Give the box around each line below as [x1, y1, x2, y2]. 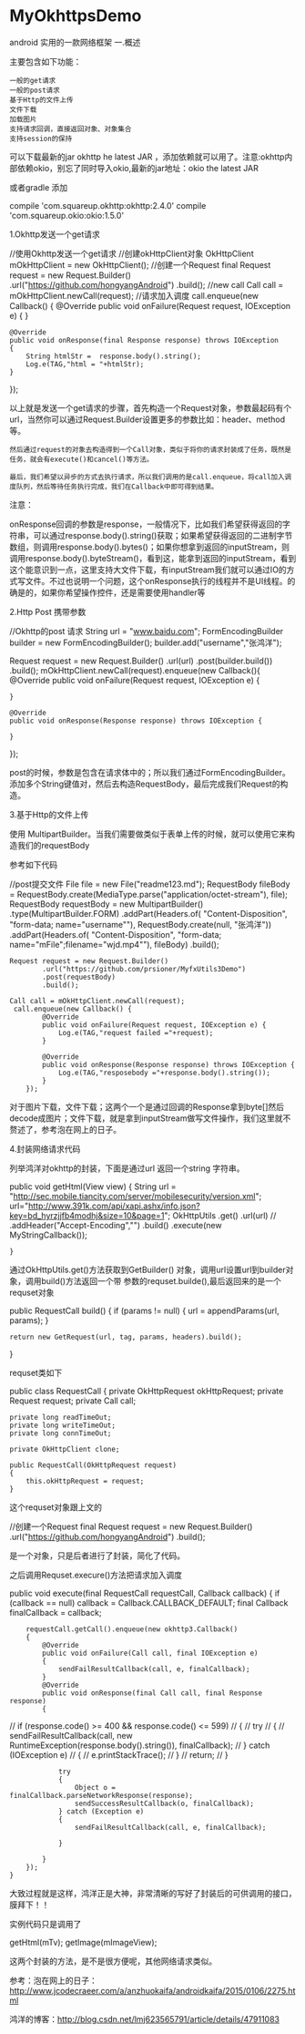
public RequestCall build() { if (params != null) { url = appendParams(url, [9, 1305, 280, 1316]
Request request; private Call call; [9, 1395, 137, 1406]
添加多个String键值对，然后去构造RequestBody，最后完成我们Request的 [9, 778, 280, 789]
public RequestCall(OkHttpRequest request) [9, 1460, 178, 1470]
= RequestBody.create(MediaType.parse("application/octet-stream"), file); [9, 889, 289, 899]
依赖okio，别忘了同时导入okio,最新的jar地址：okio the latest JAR [16, 162, 259, 173]
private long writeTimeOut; [9, 1421, 117, 1430]
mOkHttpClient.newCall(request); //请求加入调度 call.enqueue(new [9, 290, 259, 301]
